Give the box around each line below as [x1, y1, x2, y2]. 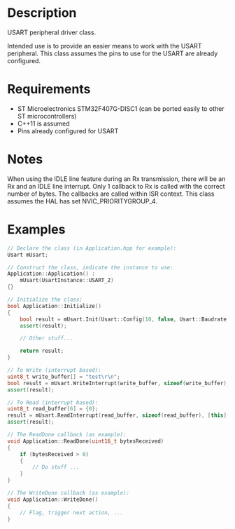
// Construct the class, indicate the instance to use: [7, 264, 173, 271]
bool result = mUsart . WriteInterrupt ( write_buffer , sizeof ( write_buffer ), [7, 380, 230, 387]
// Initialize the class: [7, 296, 83, 303]
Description [7, 5, 77, 21]
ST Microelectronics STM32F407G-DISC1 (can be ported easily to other [17, 104, 225, 113]
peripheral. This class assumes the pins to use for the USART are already [7, 49, 218, 58]
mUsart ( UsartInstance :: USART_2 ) [20, 277, 114, 284]
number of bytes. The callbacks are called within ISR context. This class [7, 189, 215, 198]
